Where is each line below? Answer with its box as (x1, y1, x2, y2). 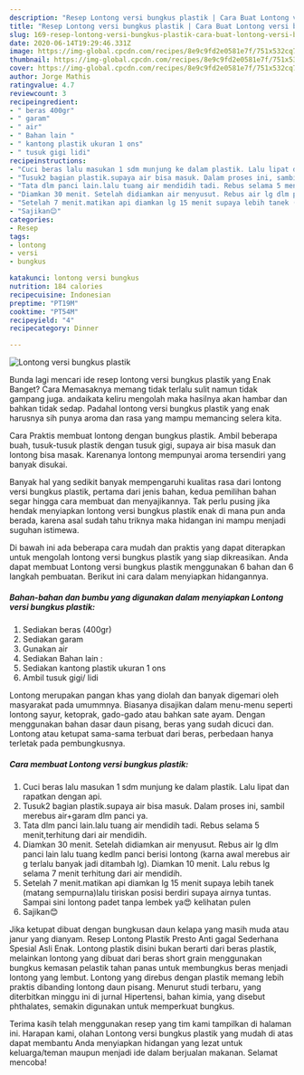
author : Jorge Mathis (9, 72, 91, 81)
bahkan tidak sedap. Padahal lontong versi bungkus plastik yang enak (9, 404, 270, 414)
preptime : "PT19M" (9, 299, 79, 308)
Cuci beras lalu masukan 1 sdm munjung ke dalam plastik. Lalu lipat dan (22, 782, 290, 793)
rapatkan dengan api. (22, 791, 102, 802)
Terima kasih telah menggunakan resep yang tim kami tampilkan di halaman (9, 1019, 292, 1030)
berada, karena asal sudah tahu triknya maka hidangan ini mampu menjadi (9, 515, 287, 526)
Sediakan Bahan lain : (22, 653, 103, 664)
